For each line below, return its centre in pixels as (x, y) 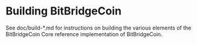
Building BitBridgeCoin (64, 11)
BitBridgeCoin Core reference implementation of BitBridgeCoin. (84, 34)
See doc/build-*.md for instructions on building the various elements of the (98, 28)
